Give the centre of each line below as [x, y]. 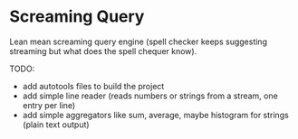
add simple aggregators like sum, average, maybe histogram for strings [156, 115]
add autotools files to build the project [93, 86]
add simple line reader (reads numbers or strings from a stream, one [150, 96]
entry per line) [49, 105]
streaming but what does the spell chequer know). [103, 51]
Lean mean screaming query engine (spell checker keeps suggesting [138, 42]
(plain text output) [56, 125]
